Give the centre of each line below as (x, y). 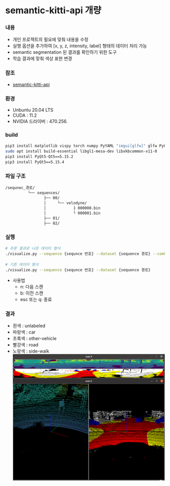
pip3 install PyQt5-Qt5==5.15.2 (39, 157)
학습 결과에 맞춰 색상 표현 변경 (42, 58)
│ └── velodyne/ (65, 203)
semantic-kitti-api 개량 (53, 10)
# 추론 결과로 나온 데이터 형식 (33, 249)
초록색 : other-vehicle (34, 339)
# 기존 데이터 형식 (22, 265)
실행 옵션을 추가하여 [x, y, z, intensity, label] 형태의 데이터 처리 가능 (80, 46)
